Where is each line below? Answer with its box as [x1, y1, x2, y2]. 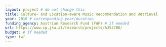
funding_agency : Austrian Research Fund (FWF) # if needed [5, 21, 129, 26]
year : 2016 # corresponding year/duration [5, 16, 94, 21]
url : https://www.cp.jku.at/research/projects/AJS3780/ [5, 25, 123, 30]
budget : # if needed [5, 30, 48, 35]
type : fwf [5, 35, 26, 40]
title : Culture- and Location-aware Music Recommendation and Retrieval [5, 12, 158, 17]
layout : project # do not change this [5, 7, 85, 12]
